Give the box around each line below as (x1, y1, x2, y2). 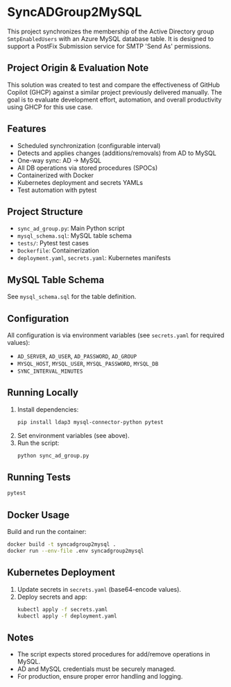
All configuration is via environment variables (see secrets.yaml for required (7, 331, 225, 339)
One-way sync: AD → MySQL (17, 156, 102, 164)
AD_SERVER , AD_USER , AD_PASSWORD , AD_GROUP (17, 352, 137, 360)
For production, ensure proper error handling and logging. (17, 672, 183, 681)
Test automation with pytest (17, 186, 97, 194)
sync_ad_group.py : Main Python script (17, 224, 125, 233)
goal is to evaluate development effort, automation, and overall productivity (7, 95, 222, 104)
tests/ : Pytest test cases (17, 239, 89, 248)
